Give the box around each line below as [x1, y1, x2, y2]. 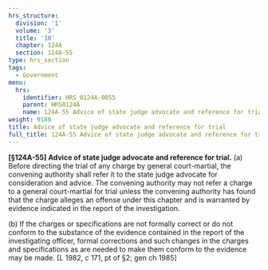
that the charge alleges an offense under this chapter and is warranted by [8, 195, 250, 204]
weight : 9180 [8, 116, 52, 124]
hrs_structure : [8, 11, 59, 20]
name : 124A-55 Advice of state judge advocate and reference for [22, 109, 245, 117]
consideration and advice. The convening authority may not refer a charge [8, 177, 253, 188]
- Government [15, 71, 59, 79]
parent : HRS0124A [22, 101, 81, 109]
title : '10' [15, 34, 56, 42]
